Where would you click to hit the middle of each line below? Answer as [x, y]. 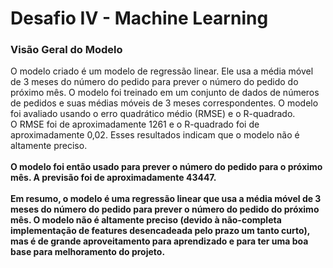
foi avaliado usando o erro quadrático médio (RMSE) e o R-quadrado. [153, 114]
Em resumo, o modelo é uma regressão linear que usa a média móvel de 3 [166, 199]
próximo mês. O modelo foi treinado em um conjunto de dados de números [165, 93]
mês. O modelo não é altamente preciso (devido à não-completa [146, 220]
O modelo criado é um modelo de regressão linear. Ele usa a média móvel [162, 71]
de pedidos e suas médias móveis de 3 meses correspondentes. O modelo [164, 103]
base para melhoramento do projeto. [88, 252]
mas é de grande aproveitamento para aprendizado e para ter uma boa [159, 241]
